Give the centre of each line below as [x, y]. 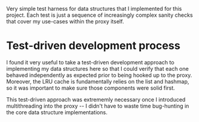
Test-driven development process [93, 46]
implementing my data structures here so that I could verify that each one [97, 69]
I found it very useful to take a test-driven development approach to [90, 62]
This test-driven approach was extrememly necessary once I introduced [96, 99]
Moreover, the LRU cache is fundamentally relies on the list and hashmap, [98, 81]
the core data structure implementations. [57, 112]
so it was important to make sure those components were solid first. [91, 88]
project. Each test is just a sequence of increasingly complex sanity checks [99, 15]
